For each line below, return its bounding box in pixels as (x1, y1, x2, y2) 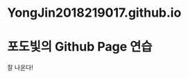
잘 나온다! (7, 63, 33, 72)
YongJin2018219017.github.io (7, 5, 182, 21)
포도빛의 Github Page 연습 (7, 39, 153, 55)
